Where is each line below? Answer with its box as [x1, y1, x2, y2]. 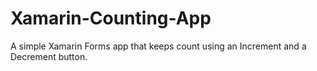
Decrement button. [10, 50, 88, 62]
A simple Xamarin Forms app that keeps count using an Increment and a [10, 40, 307, 52]
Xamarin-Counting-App [10, 7, 212, 30]
